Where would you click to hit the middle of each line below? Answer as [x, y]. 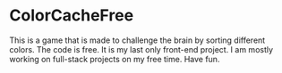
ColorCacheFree [72, 16]
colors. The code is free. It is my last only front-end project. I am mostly [141, 49]
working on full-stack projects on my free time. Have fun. [115, 59]
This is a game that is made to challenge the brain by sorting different [137, 40]
